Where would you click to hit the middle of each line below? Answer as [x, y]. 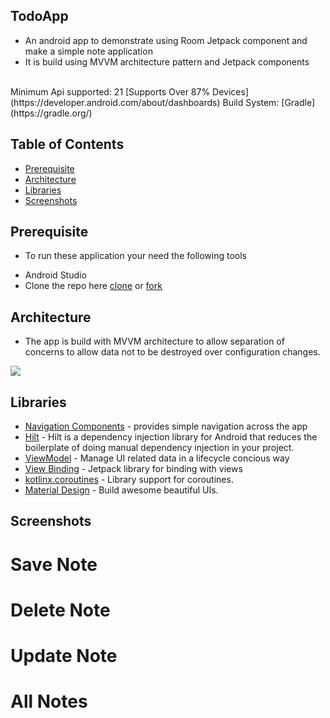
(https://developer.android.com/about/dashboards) [115, 102]
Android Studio [55, 275]
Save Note [54, 564]
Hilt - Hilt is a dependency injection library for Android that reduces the [171, 437]
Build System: [251, 102]
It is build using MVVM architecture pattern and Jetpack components [167, 61]
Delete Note [60, 610]
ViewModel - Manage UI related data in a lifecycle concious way [157, 458]
